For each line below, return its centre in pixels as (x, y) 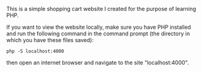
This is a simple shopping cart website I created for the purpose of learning (101, 9)
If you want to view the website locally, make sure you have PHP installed (99, 27)
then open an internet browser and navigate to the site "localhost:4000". (98, 63)
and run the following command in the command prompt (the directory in (98, 34)
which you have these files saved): (50, 40)
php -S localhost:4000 (35, 51)
